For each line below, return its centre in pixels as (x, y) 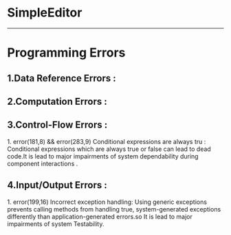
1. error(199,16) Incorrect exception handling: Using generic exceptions (107, 202)
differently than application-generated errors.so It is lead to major (100, 216)
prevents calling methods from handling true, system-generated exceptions (114, 209)
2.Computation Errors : (57, 101)
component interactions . (43, 163)
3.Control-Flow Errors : (57, 125)
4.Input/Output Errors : (57, 185)
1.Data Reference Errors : (62, 78)
